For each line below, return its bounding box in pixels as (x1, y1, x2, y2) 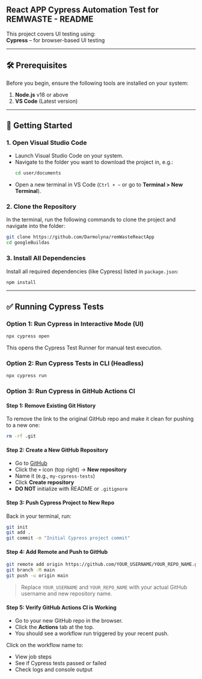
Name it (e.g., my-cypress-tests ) (14, 472, 95, 480)
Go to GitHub (14, 459, 48, 467)
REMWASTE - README (6, 14, 94, 25)
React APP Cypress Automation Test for (6, 5, 159, 15)
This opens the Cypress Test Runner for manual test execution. (6, 344, 162, 351)
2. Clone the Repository (6, 203, 77, 211)
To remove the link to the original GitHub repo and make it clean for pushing (6, 415, 194, 423)
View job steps (14, 653, 52, 660)
